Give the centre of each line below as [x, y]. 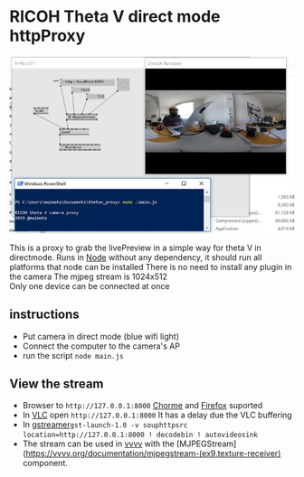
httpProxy [47, 36]
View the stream [57, 384]
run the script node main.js [73, 355]
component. [45, 463]
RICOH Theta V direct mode [115, 17]
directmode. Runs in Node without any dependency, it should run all [136, 257]
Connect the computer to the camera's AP [101, 346]
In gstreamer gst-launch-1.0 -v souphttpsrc [105, 425]
